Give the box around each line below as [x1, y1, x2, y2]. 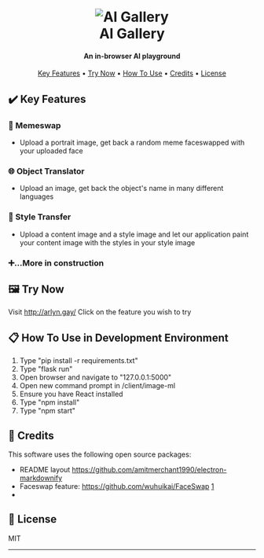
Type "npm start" [19, 406, 76, 416]
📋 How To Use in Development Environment [8, 331, 229, 344]
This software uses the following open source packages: [8, 450, 192, 459]
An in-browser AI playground [83, 51, 181, 61]
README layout [19, 465, 71, 475]
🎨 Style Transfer [8, 211, 71, 222]
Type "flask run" [19, 365, 73, 374]
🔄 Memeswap [8, 119, 61, 130]
